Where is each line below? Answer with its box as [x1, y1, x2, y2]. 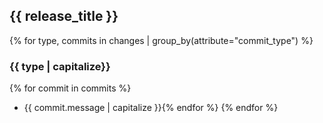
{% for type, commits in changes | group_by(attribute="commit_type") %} [9, 34, 314, 46]
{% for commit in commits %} [9, 82, 132, 94]
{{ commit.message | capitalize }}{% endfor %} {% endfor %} [23, 102, 279, 114]
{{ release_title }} [9, 8, 119, 25]
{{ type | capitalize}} [9, 59, 111, 73]
